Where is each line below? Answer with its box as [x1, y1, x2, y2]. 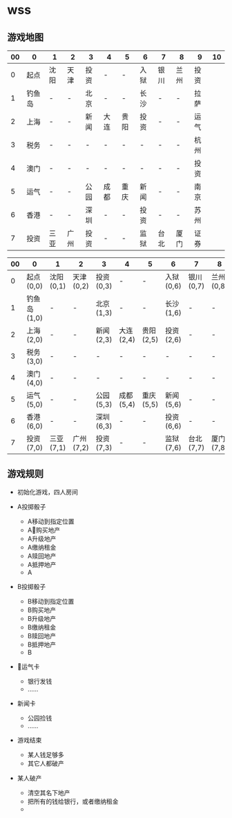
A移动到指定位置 [27, 517, 75, 526]
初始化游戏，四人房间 [17, 487, 78, 496]
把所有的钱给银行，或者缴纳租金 [27, 797, 119, 806]
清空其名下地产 [27, 788, 70, 797]
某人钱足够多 [27, 750, 64, 759]
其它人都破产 [27, 759, 64, 768]
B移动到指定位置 [27, 597, 75, 605]
